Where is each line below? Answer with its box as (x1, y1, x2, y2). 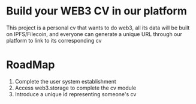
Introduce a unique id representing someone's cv (14, 90, 137, 97)
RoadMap (6, 58, 55, 72)
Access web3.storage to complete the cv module (14, 84, 137, 91)
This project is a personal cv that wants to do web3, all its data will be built (6, 24, 190, 31)
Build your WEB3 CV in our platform (6, 4, 187, 18)
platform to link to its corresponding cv (6, 37, 102, 44)
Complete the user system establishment (14, 78, 117, 85)
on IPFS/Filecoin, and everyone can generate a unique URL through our (6, 30, 183, 37)
